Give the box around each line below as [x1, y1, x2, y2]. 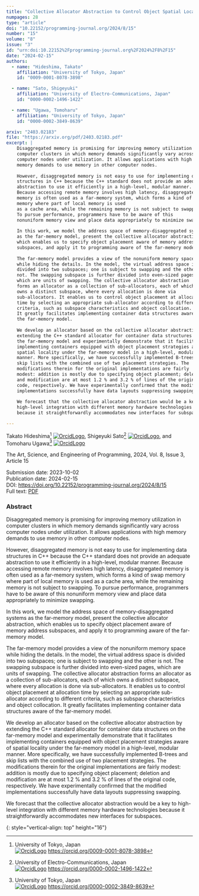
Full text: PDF [6, 488, 38, 495]
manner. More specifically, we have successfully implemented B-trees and [6, 751, 188, 758]
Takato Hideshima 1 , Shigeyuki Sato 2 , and [6, 431, 172, 439]
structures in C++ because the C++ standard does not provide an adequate [6, 552, 191, 560]
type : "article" [6, 20, 46, 25]
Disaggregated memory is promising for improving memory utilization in [6, 516, 182, 523]
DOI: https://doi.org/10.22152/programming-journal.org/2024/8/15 [6, 481, 167, 489]
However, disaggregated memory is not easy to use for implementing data [6, 546, 187, 553]
